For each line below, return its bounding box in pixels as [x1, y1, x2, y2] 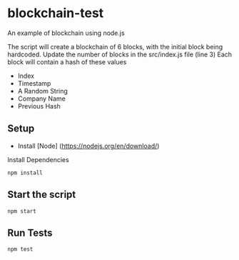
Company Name [17, 94, 66, 103]
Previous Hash [17, 101, 61, 110]
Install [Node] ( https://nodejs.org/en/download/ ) [17, 141, 160, 150]
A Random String [17, 86, 68, 95]
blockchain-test [7, 5, 104, 21]
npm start [7, 207, 37, 215]
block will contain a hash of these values [7, 57, 127, 66]
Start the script [7, 189, 76, 201]
